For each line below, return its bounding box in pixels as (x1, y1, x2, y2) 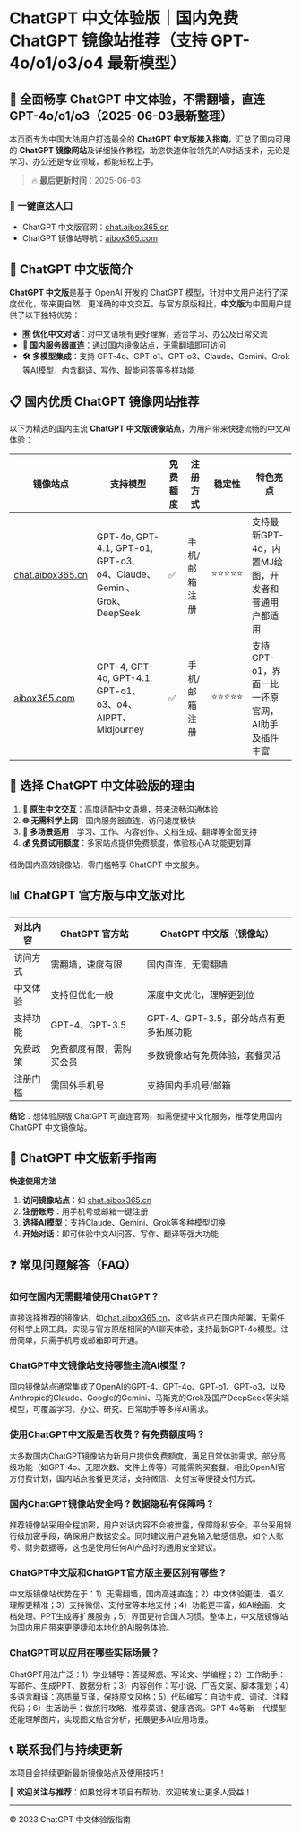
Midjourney (96, 723, 145, 736)
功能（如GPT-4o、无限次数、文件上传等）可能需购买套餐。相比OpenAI (16, 1461, 278, 1472)
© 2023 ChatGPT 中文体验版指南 (9, 1814, 132, 1825)
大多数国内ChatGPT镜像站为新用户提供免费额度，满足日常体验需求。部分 (9, 1450, 279, 1461)
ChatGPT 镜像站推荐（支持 (9, 30, 208, 51)
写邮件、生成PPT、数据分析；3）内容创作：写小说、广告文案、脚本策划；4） (9, 1680, 289, 1691)
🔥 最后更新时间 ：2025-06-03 (30, 176, 142, 185)
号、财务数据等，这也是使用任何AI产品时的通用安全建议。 (9, 1542, 221, 1553)
